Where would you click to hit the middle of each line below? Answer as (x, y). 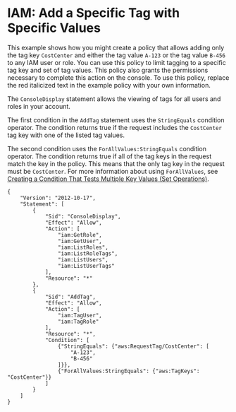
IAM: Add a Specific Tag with (94, 13)
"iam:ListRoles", (83, 247)
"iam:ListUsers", (83, 259)
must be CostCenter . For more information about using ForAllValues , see (113, 171)
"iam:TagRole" (78, 322)
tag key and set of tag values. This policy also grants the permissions (108, 70)
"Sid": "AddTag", (70, 297)
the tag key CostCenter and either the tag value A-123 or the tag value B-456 (117, 55)
